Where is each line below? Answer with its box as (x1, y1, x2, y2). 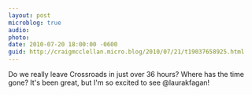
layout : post (8, 11, 51, 20)
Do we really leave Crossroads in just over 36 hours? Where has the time (8, 70, 244, 79)
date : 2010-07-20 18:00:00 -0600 (8, 41, 118, 49)
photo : (8, 33, 30, 42)
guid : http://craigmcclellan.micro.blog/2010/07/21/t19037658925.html (8, 48, 245, 56)
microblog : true (8, 19, 61, 27)
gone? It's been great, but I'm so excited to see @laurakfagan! (8, 78, 210, 87)
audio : (8, 26, 30, 34)
